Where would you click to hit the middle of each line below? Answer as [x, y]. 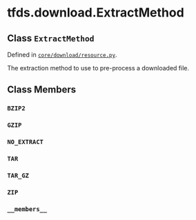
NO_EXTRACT [25, 142]
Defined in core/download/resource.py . [62, 54]
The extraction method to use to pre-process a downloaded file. [98, 68]
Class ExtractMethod [51, 38]
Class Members [42, 90]
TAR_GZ [18, 176]
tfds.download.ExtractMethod [96, 13]
